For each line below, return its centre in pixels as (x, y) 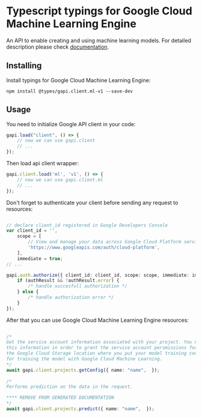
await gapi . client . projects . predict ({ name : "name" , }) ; (80, 409)
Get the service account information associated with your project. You (99, 342)
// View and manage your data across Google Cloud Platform (105, 242)
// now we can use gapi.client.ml (60, 180)
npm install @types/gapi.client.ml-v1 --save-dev (70, 91)
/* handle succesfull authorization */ (78, 286)
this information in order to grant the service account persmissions (96, 348)
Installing (24, 66)
